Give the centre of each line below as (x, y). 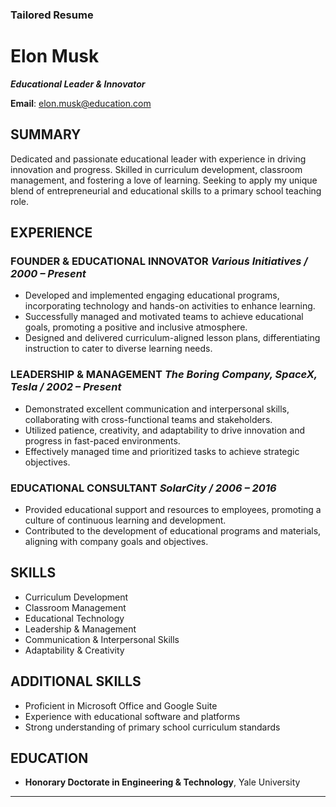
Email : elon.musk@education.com (81, 103)
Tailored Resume (52, 15)
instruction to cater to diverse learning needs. (118, 349)
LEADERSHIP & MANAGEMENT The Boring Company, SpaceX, (164, 375)
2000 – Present (48, 273)
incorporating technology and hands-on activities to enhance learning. (170, 306)
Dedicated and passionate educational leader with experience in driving (158, 159)
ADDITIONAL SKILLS (76, 681)
